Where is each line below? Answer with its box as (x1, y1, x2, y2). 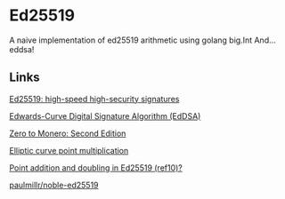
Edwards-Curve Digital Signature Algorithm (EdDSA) (9, 110, 201, 121)
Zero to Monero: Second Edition (9, 128, 126, 139)
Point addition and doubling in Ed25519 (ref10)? (9, 162, 183, 173)
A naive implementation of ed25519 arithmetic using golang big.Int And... (9, 35, 276, 45)
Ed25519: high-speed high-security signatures (9, 93, 180, 104)
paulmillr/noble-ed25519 (9, 179, 100, 190)
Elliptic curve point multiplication (9, 145, 129, 155)
